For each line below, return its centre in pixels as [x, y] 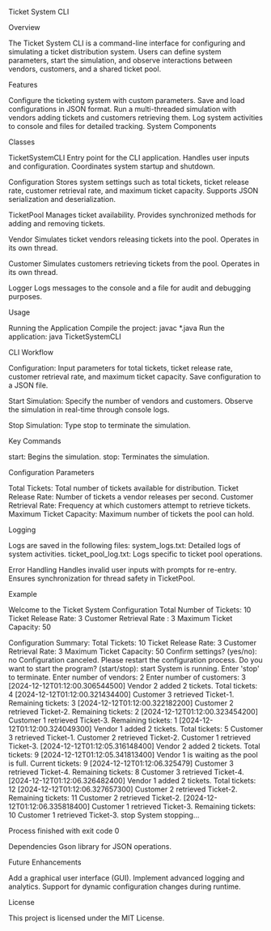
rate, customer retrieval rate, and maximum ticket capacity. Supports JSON [133, 191]
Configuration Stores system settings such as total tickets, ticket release [129, 182]
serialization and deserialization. [62, 199]
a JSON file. [28, 385]
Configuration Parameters [51, 472]
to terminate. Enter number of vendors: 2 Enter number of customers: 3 [127, 677]
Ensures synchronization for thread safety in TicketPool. [102, 578]
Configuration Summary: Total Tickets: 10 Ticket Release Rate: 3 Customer [133, 643]
